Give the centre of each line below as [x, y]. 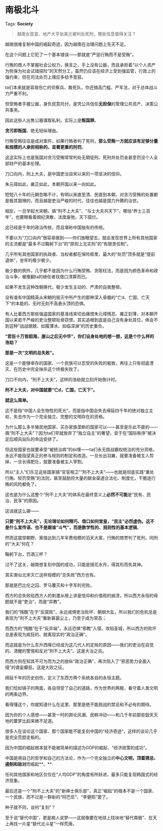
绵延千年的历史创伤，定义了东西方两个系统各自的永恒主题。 [65, 678]
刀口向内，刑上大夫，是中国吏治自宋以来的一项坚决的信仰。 [65, 174]
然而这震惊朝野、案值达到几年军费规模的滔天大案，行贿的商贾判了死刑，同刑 [81, 537]
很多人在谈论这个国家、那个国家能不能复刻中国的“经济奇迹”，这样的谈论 [77, 731]
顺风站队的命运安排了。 [37, 439]
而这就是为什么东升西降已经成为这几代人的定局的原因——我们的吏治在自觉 [79, 645]
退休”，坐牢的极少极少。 [30, 260]
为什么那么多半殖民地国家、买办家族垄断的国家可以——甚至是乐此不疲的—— [81, 427]
